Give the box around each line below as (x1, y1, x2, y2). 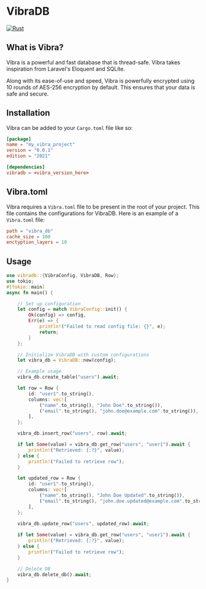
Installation (6, 108, 50, 118)
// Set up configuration (17, 300, 81, 307)
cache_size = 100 (6, 234, 51, 240)
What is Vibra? (6, 42, 64, 53)
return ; (39, 329, 59, 335)
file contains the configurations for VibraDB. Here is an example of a (6, 210, 179, 217)
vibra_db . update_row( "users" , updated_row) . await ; (17, 520, 150, 526)
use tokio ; (6, 278, 34, 284)
